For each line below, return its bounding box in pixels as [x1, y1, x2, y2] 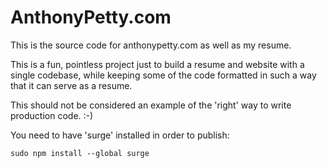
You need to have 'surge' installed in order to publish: [10, 129, 230, 141]
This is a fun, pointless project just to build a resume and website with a [10, 58, 305, 70]
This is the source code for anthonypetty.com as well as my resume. [10, 39, 292, 51]
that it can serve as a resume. [10, 79, 133, 91]
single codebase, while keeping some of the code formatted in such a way [10, 69, 317, 81]
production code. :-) [10, 109, 94, 121]
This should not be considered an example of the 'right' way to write [10, 99, 292, 111]
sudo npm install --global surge [10, 148, 150, 158]
